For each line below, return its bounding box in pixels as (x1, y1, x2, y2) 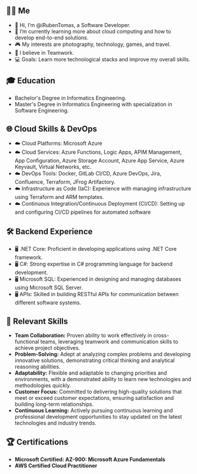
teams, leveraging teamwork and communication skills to (40, 338, 178, 345)
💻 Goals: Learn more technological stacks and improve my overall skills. (14, 55, 191, 62)
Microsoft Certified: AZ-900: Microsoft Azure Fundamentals (14, 456, 166, 463)
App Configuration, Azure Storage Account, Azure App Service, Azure (14, 157, 185, 164)
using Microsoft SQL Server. (14, 284, 84, 291)
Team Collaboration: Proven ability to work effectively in (14, 332, 152, 339)
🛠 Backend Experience (6, 226, 93, 236)
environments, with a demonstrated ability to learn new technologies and (14, 376, 192, 383)
